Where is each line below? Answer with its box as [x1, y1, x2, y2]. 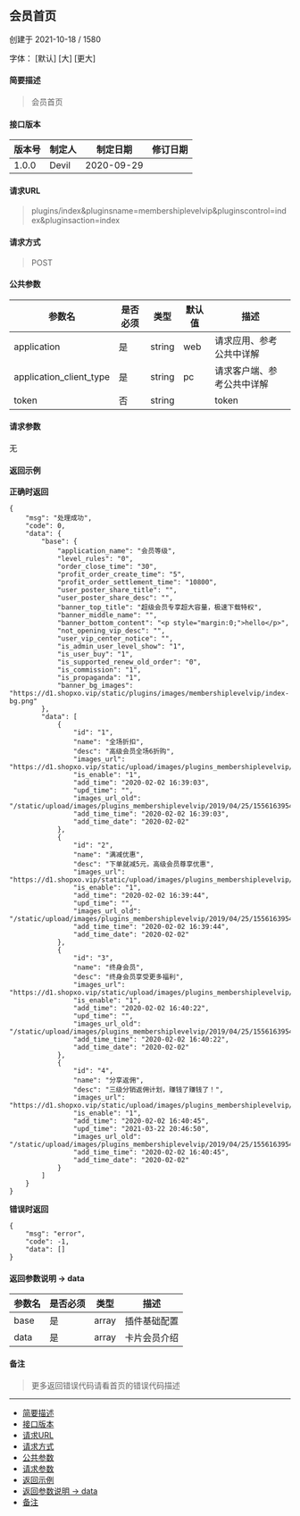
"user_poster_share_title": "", [56, 586, 178, 595]
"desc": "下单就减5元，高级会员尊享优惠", [72, 860, 214, 869]
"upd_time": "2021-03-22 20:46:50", [72, 1125, 210, 1134]
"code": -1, [25, 1237, 70, 1246]
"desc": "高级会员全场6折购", [72, 747, 175, 757]
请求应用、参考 [214, 334, 279, 347]
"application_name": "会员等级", [56, 547, 177, 556]
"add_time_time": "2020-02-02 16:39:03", [72, 809, 229, 819]
